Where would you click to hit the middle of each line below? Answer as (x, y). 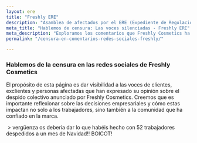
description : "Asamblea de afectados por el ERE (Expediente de (86, 22)
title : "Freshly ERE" (33, 17)
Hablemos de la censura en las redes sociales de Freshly (88, 64)
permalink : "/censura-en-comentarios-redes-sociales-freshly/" (85, 39)
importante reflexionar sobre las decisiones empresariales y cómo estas (93, 104)
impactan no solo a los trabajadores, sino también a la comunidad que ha (94, 110)
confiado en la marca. (32, 116)
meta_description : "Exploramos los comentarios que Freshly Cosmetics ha (98, 34)
